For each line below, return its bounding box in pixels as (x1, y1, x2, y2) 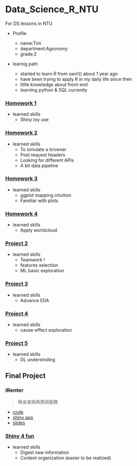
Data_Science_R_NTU (5, 4, 99, 15)
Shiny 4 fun (5, 432, 35, 440)
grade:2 (20, 51, 37, 57)
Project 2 (5, 240, 28, 247)
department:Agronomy (20, 45, 68, 51)
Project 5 (5, 339, 28, 346)
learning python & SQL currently (20, 86, 88, 93)
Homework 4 (5, 210, 38, 217)
